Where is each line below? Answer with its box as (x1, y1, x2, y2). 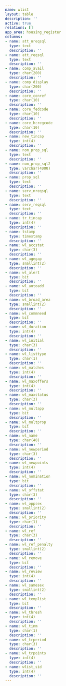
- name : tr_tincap (5, 216, 42, 221)
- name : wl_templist (5, 596, 47, 601)
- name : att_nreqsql (5, 39, 47, 44)
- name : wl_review (5, 569, 42, 574)
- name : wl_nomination (5, 474, 51, 479)
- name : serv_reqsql (5, 202, 47, 207)
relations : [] (5, 25, 34, 30)
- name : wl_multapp (5, 406, 44, 411)
